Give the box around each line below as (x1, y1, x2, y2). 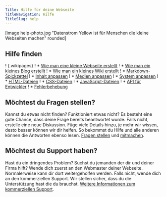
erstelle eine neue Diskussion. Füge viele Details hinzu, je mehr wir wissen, (5, 122, 158, 128)
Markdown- (126, 68, 150, 74)
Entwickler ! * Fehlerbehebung (5, 84, 68, 90)
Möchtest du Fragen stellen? (5, 98, 96, 106)
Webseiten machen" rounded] (5, 35, 67, 41)
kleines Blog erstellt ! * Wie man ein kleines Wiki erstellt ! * (5, 68, 125, 74)
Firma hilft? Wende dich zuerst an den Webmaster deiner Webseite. (5, 165, 143, 171)
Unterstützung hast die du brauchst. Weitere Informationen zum (5, 181, 135, 187)
